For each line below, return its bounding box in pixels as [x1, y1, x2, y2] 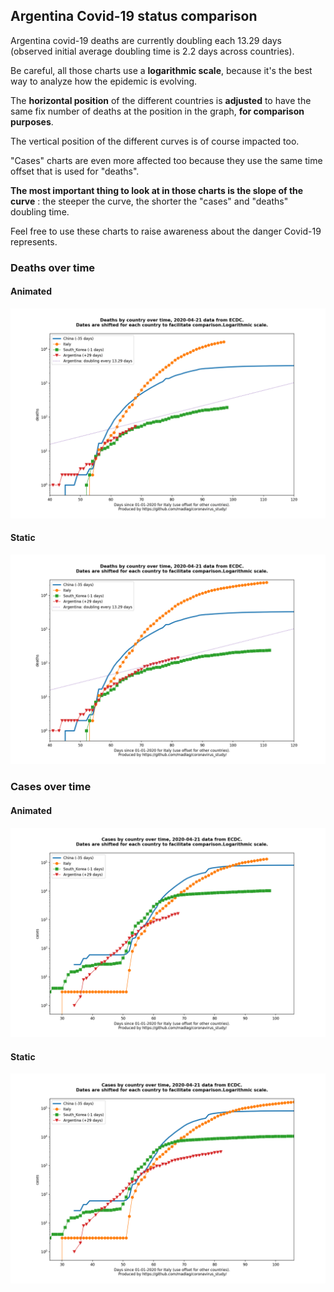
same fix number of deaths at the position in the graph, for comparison [10, 105, 305, 117]
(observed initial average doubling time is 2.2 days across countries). [10, 45, 295, 57]
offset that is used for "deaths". [10, 165, 140, 177]
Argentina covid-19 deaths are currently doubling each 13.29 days [10, 34, 282, 46]
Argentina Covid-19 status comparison [10, 8, 258, 25]
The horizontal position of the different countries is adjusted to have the [10, 94, 312, 106]
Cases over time [10, 780, 92, 794]
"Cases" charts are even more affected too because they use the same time [10, 154, 323, 166]
